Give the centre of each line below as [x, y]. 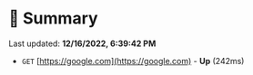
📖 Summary [53, 19]
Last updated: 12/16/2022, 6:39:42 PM [82, 43]
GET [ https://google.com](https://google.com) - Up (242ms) [133, 61]
